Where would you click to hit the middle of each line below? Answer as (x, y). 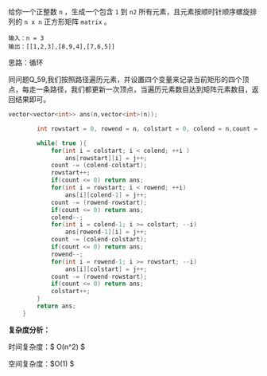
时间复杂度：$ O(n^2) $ (47, 347)
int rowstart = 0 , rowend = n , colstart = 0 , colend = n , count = (147, 129)
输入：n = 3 (26, 38)
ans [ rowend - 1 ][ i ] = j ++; (106, 232)
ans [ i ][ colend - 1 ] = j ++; (106, 195)
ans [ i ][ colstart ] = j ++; (106, 269)
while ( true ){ (62, 143)
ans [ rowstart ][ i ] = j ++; (106, 158)
